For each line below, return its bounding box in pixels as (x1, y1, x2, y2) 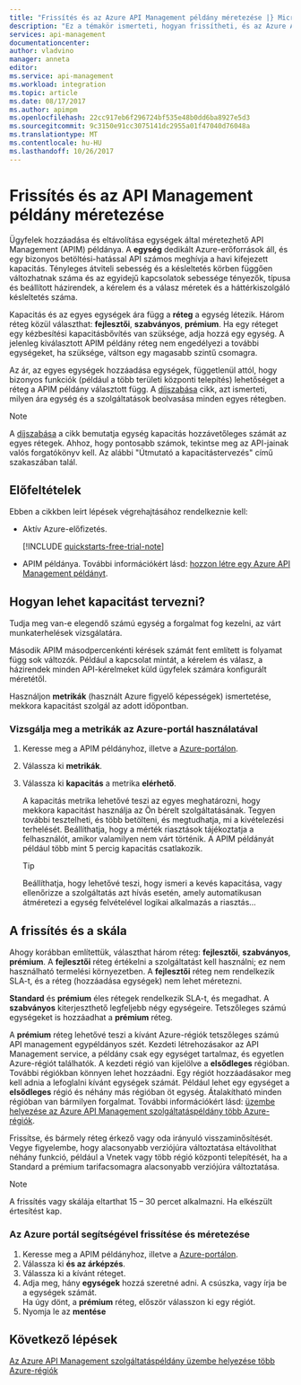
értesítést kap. (9, 1205, 63, 1217)
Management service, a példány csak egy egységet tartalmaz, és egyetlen (9, 1048, 285, 1060)
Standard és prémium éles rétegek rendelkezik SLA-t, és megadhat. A (9, 993, 270, 1004)
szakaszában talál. (9, 456, 78, 467)
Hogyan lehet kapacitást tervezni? (9, 594, 206, 609)
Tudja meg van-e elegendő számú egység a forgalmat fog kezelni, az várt (9, 618, 281, 629)
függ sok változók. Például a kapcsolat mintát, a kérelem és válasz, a (9, 655, 262, 666)
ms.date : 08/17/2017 (9, 96, 87, 106)
